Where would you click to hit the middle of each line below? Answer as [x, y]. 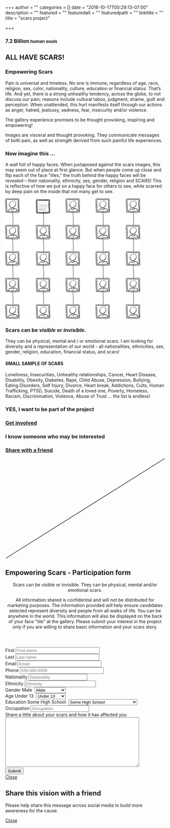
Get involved [21, 423]
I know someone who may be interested [55, 437]
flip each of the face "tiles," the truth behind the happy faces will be [76, 175]
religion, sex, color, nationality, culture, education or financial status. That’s [83, 88]
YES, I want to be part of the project [50, 409]
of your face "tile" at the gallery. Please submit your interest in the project [85, 622]
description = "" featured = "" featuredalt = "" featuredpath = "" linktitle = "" [84, 13]
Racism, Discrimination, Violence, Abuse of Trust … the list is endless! [78, 396]
